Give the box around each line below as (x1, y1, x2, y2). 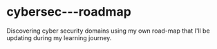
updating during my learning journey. (6, 33, 112, 42)
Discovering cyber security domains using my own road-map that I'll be (6, 27, 210, 35)
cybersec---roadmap (6, 4, 132, 20)
